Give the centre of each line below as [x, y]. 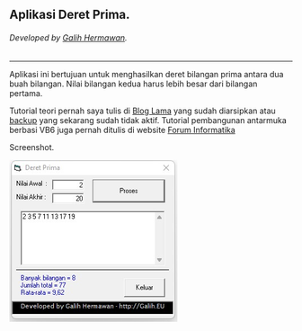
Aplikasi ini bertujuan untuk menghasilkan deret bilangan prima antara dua [147, 74]
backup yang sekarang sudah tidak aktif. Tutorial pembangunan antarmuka [148, 120]
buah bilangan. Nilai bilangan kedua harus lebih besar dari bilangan [133, 84]
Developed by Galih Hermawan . [68, 37]
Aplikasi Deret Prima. [70, 15]
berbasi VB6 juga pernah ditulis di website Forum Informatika [122, 130]
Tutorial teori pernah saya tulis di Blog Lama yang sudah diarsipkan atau [142, 111]
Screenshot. [32, 147]
